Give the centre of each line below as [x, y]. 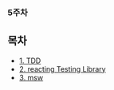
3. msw [31, 77]
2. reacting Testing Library [62, 68]
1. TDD [30, 61]
